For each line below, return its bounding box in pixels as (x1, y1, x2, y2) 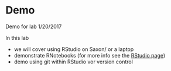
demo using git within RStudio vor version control (13, 58, 133, 65)
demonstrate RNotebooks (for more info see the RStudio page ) (13, 52, 166, 59)
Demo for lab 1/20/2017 (5, 23, 62, 30)
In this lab (5, 34, 29, 41)
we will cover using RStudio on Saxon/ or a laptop (13, 45, 134, 53)
